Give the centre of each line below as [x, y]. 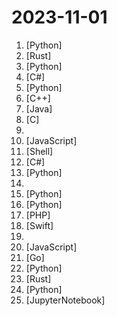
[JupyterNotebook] [65, 300]
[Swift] [39, 225]
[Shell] [39, 151]
